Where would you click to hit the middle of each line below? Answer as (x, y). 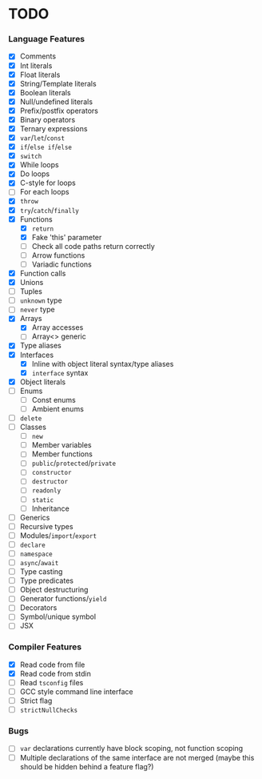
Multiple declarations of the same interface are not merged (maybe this (137, 757)
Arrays (31, 319)
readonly (46, 491)
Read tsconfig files (52, 682)
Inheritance (50, 508)
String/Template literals (58, 83)
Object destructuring (54, 590)
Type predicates (47, 580)
